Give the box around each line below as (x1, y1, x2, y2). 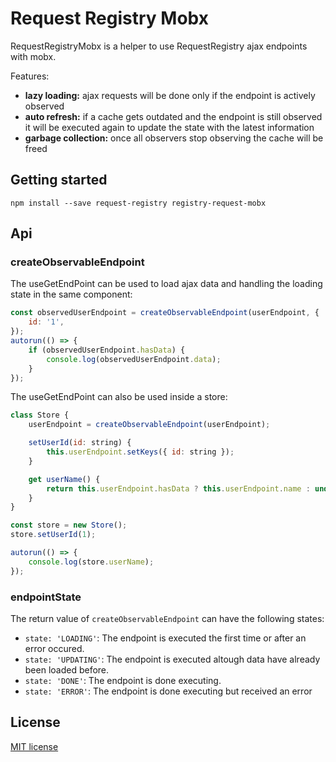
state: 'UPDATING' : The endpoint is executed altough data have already (24, 653, 321, 665)
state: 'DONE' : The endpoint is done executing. (24, 674, 222, 686)
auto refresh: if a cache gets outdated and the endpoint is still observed (24, 110, 323, 122)
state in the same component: (10, 288, 133, 301)
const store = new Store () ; (10, 520, 128, 531)
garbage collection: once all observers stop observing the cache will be (24, 132, 324, 144)
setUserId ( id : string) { (28, 438, 132, 448)
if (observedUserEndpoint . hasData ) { (28, 345, 186, 355)
